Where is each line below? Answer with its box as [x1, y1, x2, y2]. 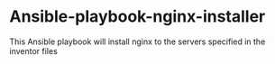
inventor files [9, 45, 59, 56]
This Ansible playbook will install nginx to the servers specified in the [9, 36, 266, 47]
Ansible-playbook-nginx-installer [9, 6, 266, 27]
